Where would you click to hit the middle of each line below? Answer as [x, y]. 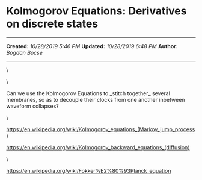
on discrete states [52, 24]
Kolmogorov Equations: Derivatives [96, 11]
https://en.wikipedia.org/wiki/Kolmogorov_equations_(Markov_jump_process [101, 129]
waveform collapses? [32, 106]
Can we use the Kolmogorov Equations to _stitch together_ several [88, 93]
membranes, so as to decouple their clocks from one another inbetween [96, 99]
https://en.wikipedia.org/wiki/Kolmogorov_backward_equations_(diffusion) [98, 147]
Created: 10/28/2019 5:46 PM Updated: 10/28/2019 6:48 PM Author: [92, 46]
